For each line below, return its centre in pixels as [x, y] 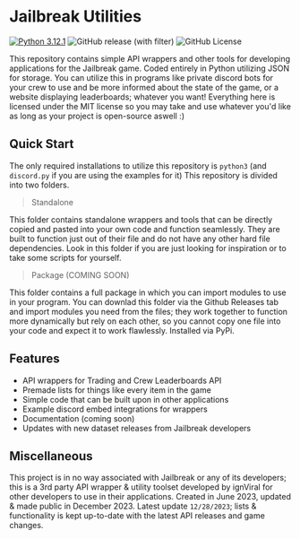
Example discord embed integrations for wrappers [115, 409]
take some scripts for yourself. [65, 257]
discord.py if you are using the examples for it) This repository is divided [143, 175]
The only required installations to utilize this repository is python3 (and [138, 165]
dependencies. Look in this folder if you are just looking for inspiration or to [148, 248]
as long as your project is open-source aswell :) [97, 116]
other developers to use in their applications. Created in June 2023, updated [150, 497]
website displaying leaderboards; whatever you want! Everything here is [142, 97]
